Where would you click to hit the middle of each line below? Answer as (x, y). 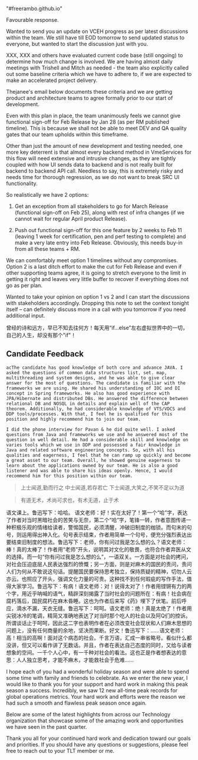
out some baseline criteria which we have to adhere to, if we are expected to (99, 74)
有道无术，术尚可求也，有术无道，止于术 (70, 500)
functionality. (22, 183)
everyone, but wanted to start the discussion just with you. (77, 44)
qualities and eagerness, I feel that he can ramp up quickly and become (99, 455)
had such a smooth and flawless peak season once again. (77, 703)
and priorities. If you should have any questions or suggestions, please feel (97, 744)
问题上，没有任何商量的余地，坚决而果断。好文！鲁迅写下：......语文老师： (96, 630)
